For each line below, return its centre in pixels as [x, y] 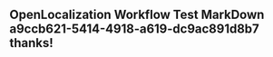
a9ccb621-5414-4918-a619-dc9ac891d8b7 [135, 29]
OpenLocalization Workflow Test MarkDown [137, 15]
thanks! [32, 43]
